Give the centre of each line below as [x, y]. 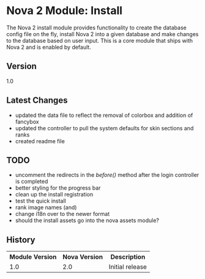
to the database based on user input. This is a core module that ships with [100, 40]
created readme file [40, 141]
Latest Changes [37, 101]
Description [128, 257]
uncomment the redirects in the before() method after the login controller [107, 175]
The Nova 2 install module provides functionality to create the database [96, 28]
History [21, 240]
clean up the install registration [54, 195]
